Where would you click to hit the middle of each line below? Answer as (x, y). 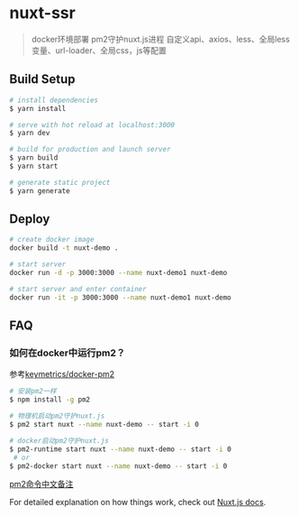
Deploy (30, 219)
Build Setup (42, 79)
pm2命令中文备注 (41, 484)
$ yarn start (34, 166)
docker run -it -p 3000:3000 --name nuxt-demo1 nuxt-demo (120, 297)
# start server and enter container (78, 289)
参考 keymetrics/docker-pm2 (62, 374)
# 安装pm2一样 (33, 392)
